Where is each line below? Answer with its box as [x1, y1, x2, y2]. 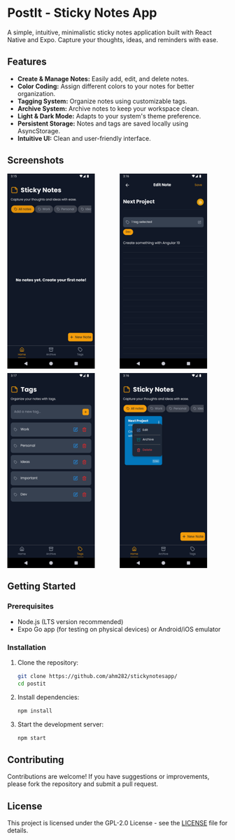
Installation [7, 642, 47, 652]
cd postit [17, 680, 47, 687]
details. [7, 826, 29, 835]
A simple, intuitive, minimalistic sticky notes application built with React [7, 28, 212, 36]
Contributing [7, 754, 64, 766]
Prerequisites [7, 602, 54, 611]
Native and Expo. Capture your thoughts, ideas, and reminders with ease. [7, 35, 219, 43]
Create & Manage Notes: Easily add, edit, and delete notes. [17, 74, 190, 83]
